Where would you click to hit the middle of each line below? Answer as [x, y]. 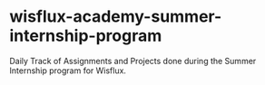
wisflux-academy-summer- [116, 17]
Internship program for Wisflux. [68, 71]
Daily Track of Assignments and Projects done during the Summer [133, 61]
